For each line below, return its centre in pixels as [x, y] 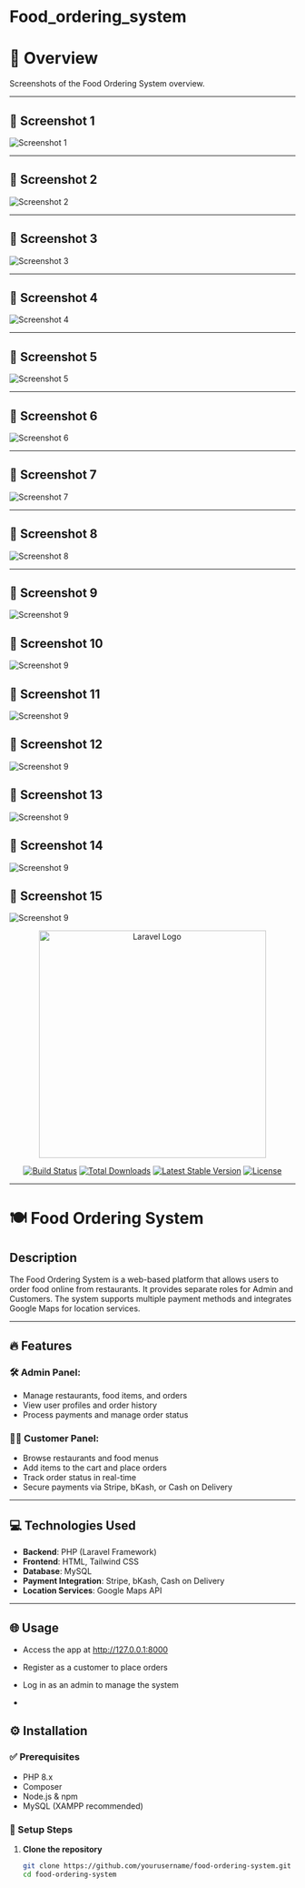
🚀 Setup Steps [41, 1829]
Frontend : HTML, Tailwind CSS [80, 1561]
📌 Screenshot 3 [54, 239]
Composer [42, 1786]
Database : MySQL [57, 1571]
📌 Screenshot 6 [54, 416]
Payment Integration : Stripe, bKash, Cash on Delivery [123, 1581]
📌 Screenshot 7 [53, 475]
